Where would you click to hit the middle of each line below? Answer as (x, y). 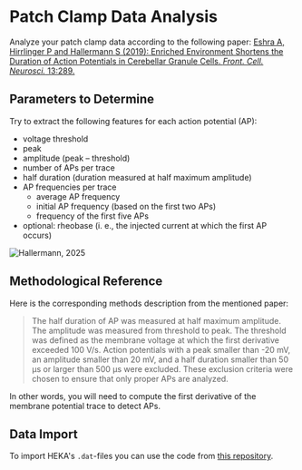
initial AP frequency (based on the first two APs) (126, 206)
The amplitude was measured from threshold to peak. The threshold (159, 330)
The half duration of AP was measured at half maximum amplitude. (156, 320)
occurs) (37, 235)
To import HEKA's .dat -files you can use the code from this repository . (141, 456)
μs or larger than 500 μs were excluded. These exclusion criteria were (162, 368)
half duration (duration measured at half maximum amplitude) (137, 177)
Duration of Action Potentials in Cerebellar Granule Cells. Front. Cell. (136, 61)
